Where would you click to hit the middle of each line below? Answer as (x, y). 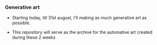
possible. (21, 23)
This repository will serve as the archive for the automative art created (82, 32)
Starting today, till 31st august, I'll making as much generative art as (79, 18)
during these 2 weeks (34, 37)
